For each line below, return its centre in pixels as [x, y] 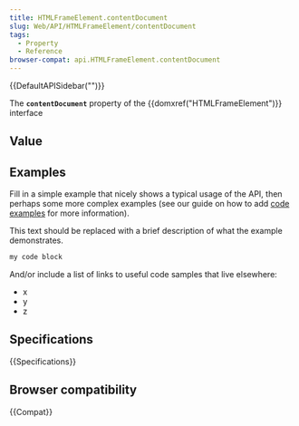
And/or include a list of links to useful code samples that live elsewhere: [144, 275]
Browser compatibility [73, 390]
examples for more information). [69, 213]
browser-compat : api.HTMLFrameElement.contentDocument [115, 60]
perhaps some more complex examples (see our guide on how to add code [149, 204]
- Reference [40, 52]
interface [26, 113]
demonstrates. [36, 240]
